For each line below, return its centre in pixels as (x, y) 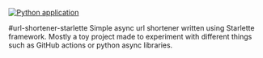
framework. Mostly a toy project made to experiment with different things (130, 37)
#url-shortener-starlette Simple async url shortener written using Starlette (131, 28)
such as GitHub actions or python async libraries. (91, 45)
